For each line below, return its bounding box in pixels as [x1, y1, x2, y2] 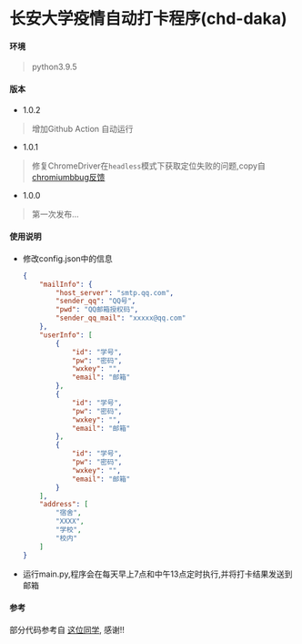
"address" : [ [39, 500, 89, 509]
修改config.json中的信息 [22, 252, 114, 264]
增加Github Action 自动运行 [31, 123, 134, 134]
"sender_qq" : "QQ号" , [55, 297, 136, 306]
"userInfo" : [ [39, 330, 93, 340]
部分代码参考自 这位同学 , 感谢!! [9, 624, 125, 635]
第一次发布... [31, 209, 79, 220]
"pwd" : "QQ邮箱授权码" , [55, 305, 139, 314]
